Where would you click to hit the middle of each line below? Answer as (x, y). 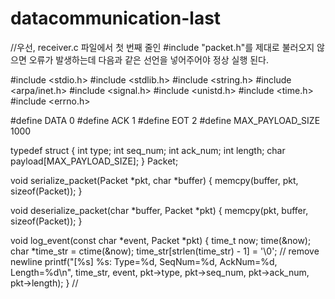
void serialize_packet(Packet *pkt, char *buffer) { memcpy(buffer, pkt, (154, 180)
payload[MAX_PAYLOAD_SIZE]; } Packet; (94, 161)
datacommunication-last (116, 18)
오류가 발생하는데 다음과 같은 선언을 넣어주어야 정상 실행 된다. (148, 59)
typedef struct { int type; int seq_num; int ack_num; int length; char (148, 150)
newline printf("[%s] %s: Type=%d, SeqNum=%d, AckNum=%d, (144, 261)
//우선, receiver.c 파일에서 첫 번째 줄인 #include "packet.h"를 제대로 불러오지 (162, 47)
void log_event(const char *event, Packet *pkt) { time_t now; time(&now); (161, 240)
